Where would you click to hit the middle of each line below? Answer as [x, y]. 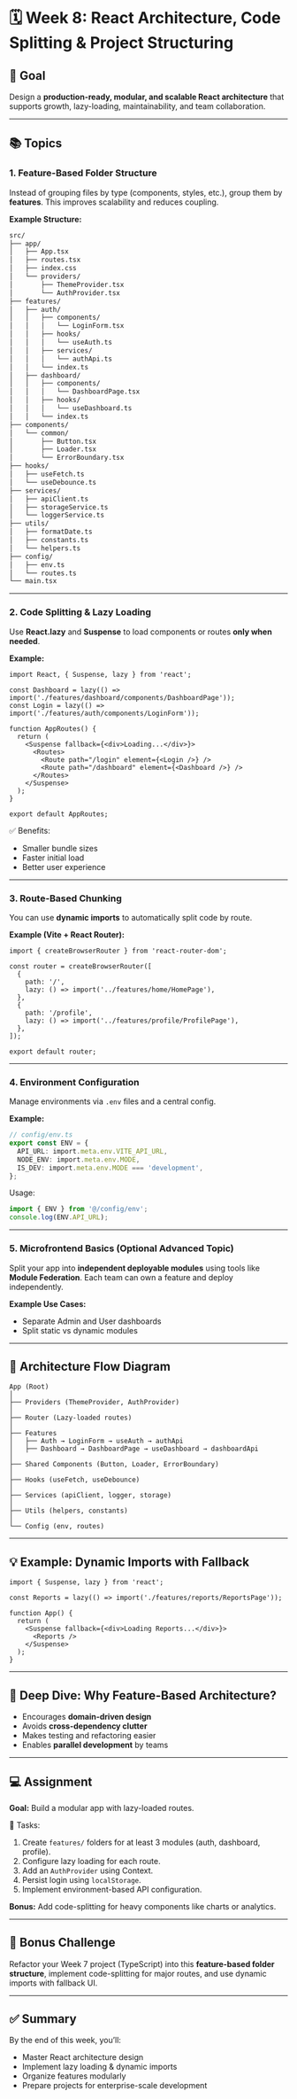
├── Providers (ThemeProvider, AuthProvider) [94, 1403]
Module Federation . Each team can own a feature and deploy [122, 1277]
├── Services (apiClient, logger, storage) [91, 1496]
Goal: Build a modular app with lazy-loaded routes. [102, 1807]
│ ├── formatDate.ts [51, 532]
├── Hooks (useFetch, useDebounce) [75, 1480]
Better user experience [64, 867]
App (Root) [29, 1387]
